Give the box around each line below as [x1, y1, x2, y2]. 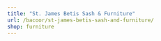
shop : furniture [7, 23, 54, 30]
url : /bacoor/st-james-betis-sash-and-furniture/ [7, 17, 155, 24]
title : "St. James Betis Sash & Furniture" [7, 10, 136, 17]
